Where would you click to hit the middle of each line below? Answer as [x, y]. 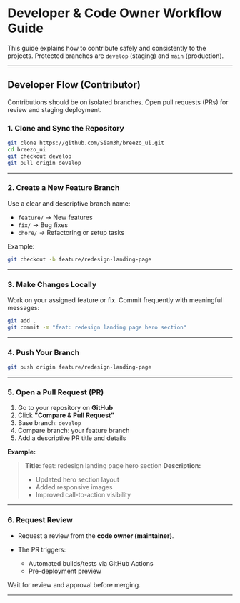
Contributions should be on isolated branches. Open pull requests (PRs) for [118, 102]
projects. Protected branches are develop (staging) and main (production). [116, 56]
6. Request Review [40, 520]
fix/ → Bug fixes [43, 225]
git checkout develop [40, 156]
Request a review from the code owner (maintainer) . [96, 535]
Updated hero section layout [77, 479]
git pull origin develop [44, 163]
